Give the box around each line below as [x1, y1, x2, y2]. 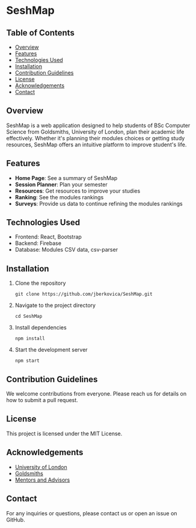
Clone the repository [14, 279, 66, 287]
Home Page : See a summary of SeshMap [14, 174, 118, 181]
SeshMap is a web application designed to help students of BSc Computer [6, 122, 191, 129]
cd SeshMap [14, 314, 43, 320]
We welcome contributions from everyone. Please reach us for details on [6, 390, 187, 397]
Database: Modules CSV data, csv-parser [14, 246, 118, 253]
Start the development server [14, 346, 88, 353]
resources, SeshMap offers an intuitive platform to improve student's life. [6, 141, 187, 148]
